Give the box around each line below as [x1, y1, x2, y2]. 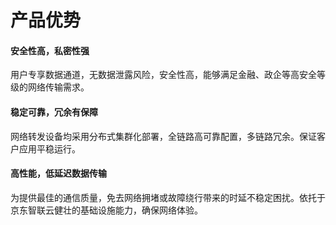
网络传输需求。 [27, 81, 90, 93]
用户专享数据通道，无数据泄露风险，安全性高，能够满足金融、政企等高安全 [10, 69, 317, 81]
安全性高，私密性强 [10, 44, 90, 56]
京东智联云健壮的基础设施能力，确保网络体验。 [10, 204, 203, 216]
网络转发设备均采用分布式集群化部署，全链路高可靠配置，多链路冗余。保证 [10, 130, 317, 142]
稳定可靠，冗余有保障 [10, 106, 98, 118]
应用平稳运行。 [18, 142, 81, 155]
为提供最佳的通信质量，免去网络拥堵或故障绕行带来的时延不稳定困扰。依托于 [10, 191, 326, 203]
